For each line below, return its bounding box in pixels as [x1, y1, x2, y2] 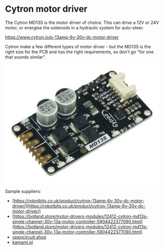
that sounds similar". [5, 54, 46, 60]
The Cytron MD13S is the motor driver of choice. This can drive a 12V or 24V [5, 20, 159, 25]
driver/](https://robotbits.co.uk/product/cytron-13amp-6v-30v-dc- [12, 203, 145, 208]
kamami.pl [12, 239, 33, 245]
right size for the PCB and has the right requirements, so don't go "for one [5, 49, 154, 55]
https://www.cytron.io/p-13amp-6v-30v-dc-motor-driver [5, 34, 119, 40]
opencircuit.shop [12, 234, 46, 240]
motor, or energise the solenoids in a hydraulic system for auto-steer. [5, 24, 144, 30]
